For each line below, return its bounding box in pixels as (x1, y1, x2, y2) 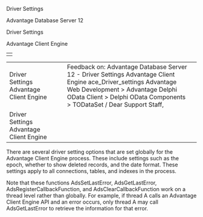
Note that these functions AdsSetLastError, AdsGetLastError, (6, 179, 157, 186)
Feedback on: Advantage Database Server (66, 63, 187, 71)
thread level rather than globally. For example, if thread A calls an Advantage (6, 192, 197, 199)
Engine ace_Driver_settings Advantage (66, 78, 177, 86)
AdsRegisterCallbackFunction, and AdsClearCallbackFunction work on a (6, 186, 186, 192)
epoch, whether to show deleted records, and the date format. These (6, 161, 178, 168)
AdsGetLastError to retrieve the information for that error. (6, 205, 149, 212)
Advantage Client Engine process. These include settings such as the (6, 155, 179, 162)
